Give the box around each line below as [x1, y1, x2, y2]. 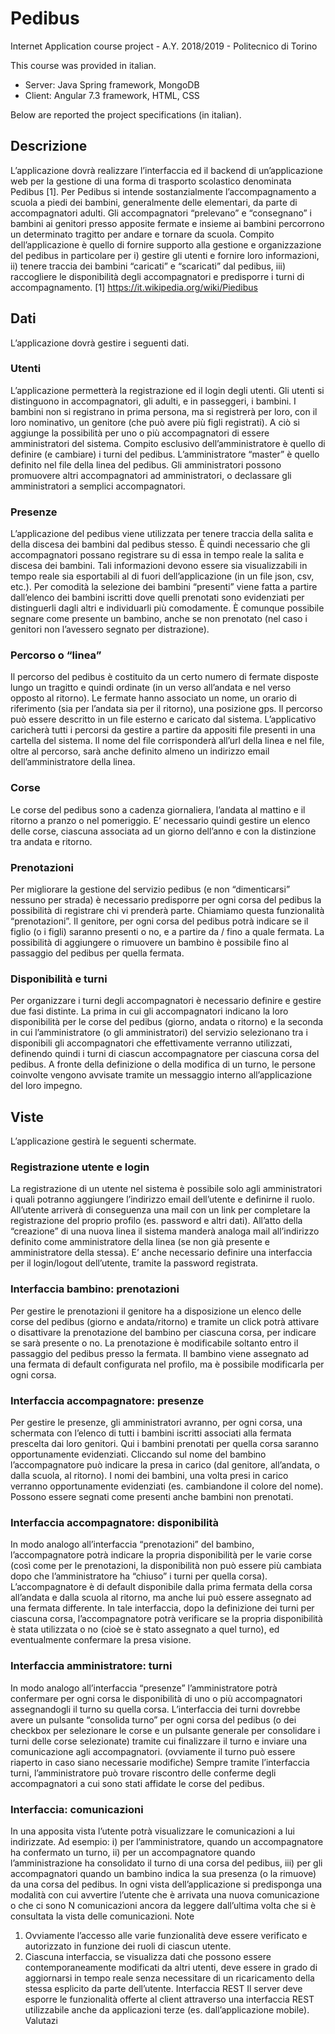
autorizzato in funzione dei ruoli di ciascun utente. [24, 1940, 232, 1952]
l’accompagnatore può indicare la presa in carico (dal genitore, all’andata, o [10, 1459, 320, 1471]
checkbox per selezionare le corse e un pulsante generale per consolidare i [10, 1724, 321, 1736]
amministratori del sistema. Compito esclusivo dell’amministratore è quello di [10, 437, 326, 449]
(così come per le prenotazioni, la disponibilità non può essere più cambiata [10, 1560, 322, 1572]
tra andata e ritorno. [10, 835, 93, 847]
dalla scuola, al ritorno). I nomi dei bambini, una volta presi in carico [10, 1470, 289, 1482]
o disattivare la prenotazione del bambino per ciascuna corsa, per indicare [10, 1326, 317, 1338]
